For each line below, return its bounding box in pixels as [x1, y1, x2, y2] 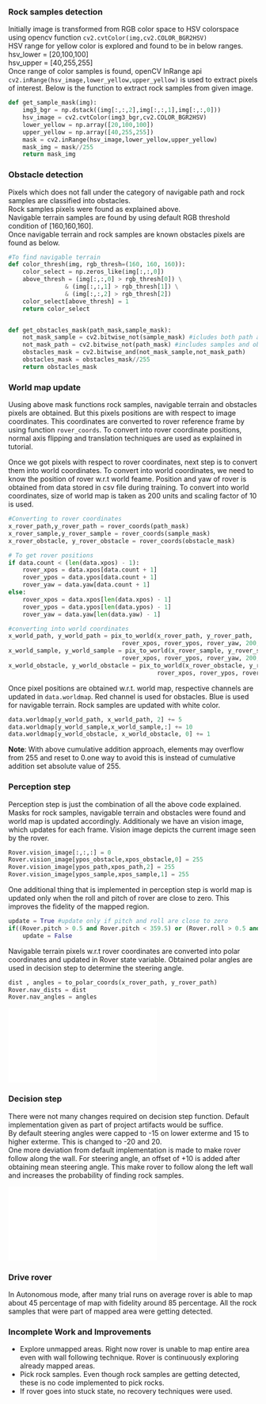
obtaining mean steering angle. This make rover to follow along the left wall [8, 1162, 253, 1171]
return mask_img [22, 150, 77, 159]
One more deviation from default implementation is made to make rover [8, 1145, 241, 1155]
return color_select [22, 305, 90, 313]
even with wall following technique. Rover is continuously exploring [19, 1352, 239, 1363]
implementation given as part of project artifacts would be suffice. [8, 1120, 224, 1129]
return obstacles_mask [22, 363, 97, 371]
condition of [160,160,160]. [8, 221, 93, 230]
